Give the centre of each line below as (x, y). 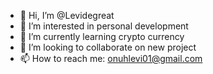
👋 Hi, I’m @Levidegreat (67, 15)
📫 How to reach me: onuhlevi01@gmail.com (111, 58)
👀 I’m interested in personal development (104, 26)
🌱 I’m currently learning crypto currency (102, 36)
